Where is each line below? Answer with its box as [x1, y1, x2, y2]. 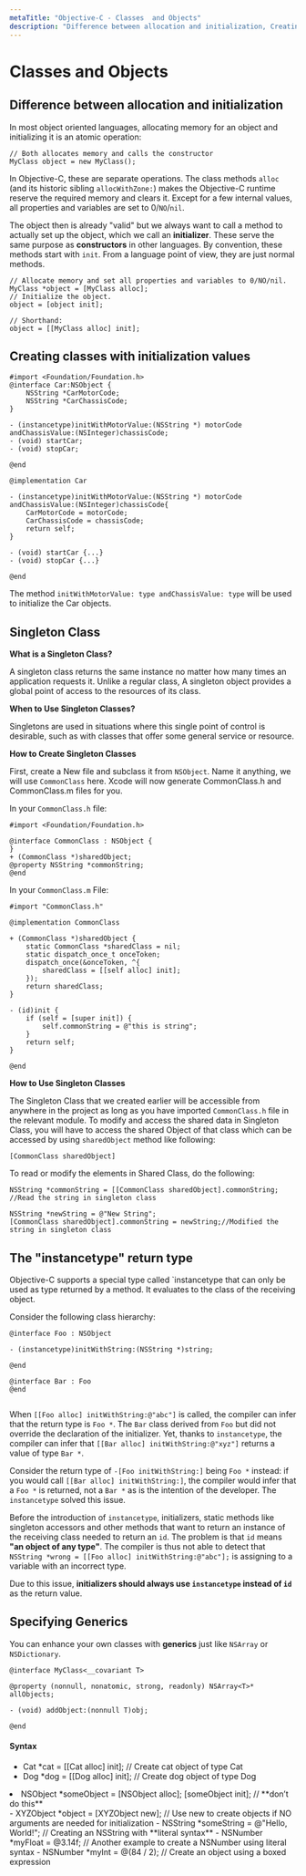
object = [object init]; [9, 300, 104, 309]
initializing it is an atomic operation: [9, 131, 142, 142]
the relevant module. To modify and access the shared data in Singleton [9, 1114, 280, 1126]
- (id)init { [9, 1006, 59, 1015]
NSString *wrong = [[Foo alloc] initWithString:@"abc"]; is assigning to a [9, 1550, 293, 1561]
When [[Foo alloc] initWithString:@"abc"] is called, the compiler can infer [9, 1408, 297, 1419]
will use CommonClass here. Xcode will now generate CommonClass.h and [9, 776, 282, 787]
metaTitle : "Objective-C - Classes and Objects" [9, 13, 202, 23]
